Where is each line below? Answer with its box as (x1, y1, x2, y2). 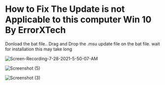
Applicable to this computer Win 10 (5, 14, 152, 25)
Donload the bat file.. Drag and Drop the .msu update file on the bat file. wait (5, 41, 160, 46)
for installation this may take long (5, 46, 72, 52)
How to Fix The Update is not (5, 3, 125, 15)
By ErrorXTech (5, 25, 66, 36)
